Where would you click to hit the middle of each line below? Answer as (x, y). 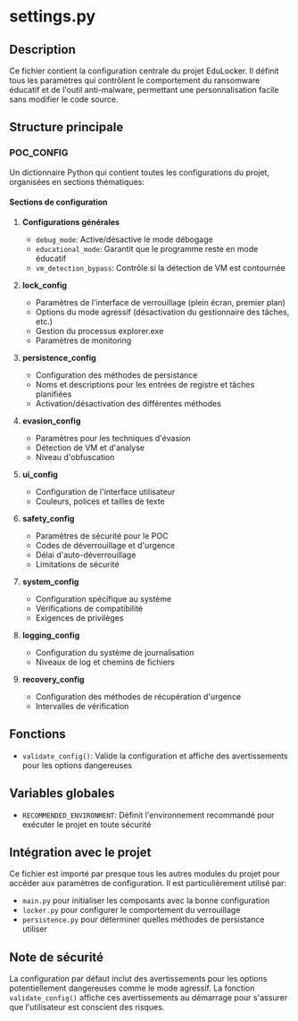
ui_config (40, 474)
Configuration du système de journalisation (115, 652)
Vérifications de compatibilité (89, 608)
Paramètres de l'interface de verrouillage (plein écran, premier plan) (160, 302)
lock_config (45, 285)
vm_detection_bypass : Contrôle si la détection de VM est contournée (160, 268)
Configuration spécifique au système (103, 598)
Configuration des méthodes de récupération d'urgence (138, 696)
